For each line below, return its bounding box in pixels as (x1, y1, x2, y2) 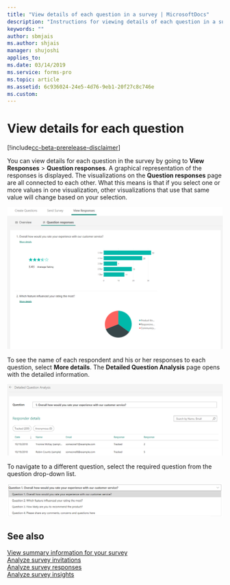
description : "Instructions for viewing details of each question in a (7, 18, 216, 25)
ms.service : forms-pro (7, 69, 72, 75)
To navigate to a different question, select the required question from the (7, 462, 212, 471)
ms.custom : (7, 90, 38, 97)
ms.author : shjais (7, 40, 60, 47)
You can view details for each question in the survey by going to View (7, 157, 205, 165)
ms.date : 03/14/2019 (7, 62, 66, 69)
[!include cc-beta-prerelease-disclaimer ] (7, 144, 121, 152)
